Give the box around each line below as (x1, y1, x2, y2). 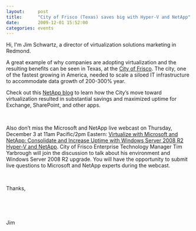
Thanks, (6, 185, 26, 192)
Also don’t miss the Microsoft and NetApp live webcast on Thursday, (6, 124, 172, 131)
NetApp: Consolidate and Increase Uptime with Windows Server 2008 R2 (6, 137, 184, 144)
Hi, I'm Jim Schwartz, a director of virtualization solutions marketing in (6, 41, 177, 48)
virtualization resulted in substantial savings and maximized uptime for (6, 95, 177, 103)
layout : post (6, 8, 49, 15)
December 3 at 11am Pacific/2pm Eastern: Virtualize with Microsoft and (6, 131, 178, 138)
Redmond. (6, 48, 31, 55)
